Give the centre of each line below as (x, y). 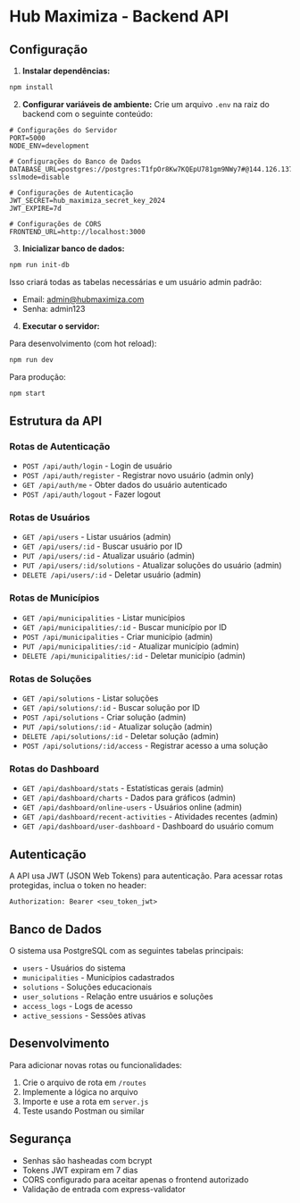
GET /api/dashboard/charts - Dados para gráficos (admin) (129, 798)
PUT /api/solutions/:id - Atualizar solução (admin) (117, 727)
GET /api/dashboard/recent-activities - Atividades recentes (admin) (150, 817)
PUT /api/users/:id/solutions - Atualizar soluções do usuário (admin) (152, 566)
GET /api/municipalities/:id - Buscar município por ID (125, 627)
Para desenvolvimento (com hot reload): (83, 343)
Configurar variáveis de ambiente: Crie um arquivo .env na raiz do (146, 104)
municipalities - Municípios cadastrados (98, 977)
